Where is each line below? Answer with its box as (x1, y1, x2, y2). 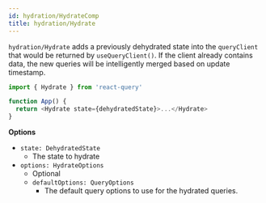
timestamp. (8, 67, 46, 77)
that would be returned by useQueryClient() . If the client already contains (8, 50, 253, 60)
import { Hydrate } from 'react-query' (8, 82, 143, 91)
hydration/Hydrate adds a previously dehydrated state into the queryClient (8, 41, 259, 51)
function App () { (8, 98, 67, 106)
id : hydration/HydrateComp (8, 11, 99, 20)
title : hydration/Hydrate (8, 19, 95, 27)
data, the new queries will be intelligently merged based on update (8, 58, 230, 69)
